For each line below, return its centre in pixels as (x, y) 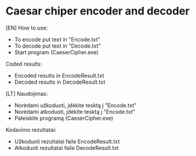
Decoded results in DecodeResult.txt (60, 82)
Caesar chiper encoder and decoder (98, 11)
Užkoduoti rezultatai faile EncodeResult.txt (67, 141)
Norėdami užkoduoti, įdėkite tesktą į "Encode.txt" (75, 105)
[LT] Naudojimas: (27, 93)
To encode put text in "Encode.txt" (57, 39)
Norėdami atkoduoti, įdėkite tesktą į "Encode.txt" (75, 111)
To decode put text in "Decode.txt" (58, 46)
